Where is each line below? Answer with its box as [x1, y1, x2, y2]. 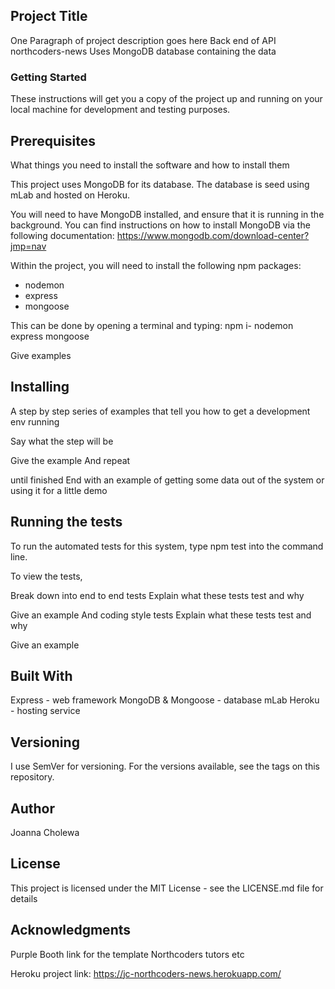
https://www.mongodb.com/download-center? [116, 229, 310, 241]
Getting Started [10, 70, 87, 84]
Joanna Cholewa [10, 826, 80, 838]
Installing [10, 379, 70, 396]
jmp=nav [10, 240, 47, 252]
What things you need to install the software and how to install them [10, 159, 290, 171]
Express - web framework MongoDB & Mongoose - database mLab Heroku [10, 694, 320, 706]
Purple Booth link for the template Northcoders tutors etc [10, 948, 245, 960]
